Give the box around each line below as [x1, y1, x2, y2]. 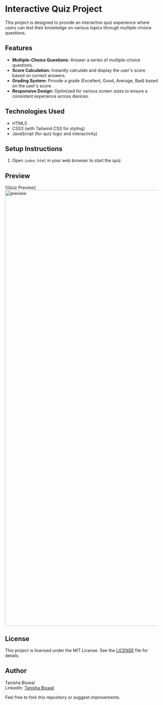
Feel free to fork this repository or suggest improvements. [5, 694, 120, 700]
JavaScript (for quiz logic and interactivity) [12, 131, 98, 136]
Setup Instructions [5, 145, 63, 153]
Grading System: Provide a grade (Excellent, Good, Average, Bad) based [12, 77, 159, 83]
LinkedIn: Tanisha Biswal [5, 685, 54, 690]
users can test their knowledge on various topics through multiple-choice [5, 24, 152, 30]
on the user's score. [12, 83, 52, 89]
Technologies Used [5, 107, 65, 115]
